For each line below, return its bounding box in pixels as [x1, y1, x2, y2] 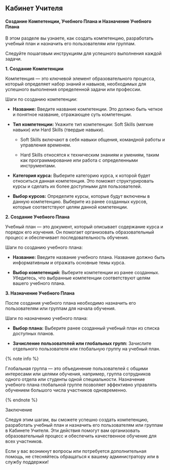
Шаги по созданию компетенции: [5, 96, 78, 102]
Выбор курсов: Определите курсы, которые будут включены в [12, 193, 150, 199]
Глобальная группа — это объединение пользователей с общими [5, 365, 148, 371]
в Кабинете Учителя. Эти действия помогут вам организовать [5, 427, 141, 433]
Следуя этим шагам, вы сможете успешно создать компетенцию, [5, 417, 149, 423]
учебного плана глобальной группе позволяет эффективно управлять [5, 381, 157, 388]
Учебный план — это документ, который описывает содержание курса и [5, 223, 163, 229]
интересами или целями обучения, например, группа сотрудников [5, 371, 151, 377]
